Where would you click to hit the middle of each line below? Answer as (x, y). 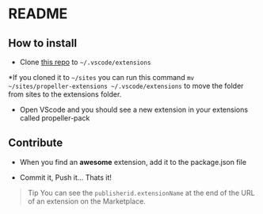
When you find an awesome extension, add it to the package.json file (133, 162)
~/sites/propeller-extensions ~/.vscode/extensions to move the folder (126, 86)
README (38, 14)
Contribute (36, 143)
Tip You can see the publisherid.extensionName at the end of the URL (141, 193)
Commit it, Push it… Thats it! (66, 177)
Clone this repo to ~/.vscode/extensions (85, 62)
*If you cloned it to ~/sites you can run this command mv (101, 77)
